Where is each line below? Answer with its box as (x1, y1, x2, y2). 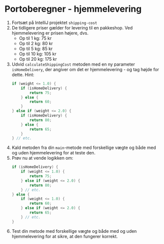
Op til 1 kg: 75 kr (19, 35, 52, 41)
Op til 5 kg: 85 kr (19, 46, 53, 51)
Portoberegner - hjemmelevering (4, 3, 142, 15)
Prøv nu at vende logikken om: (11, 155, 74, 161)
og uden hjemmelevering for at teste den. (11, 150, 96, 156)
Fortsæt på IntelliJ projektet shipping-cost (11, 20, 98, 25)
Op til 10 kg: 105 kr (19, 50, 57, 57)
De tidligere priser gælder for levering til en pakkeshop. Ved (11, 24, 133, 30)
